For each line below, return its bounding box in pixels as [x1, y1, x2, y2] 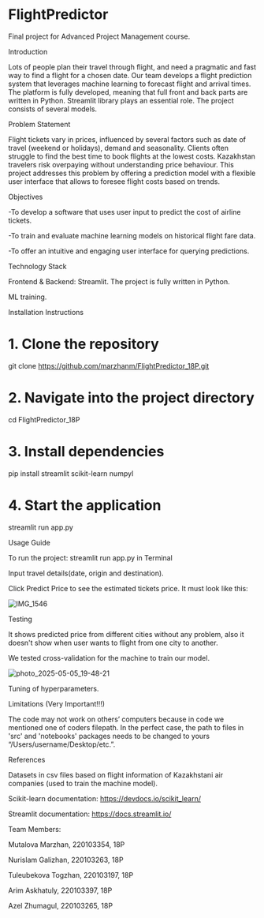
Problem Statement [8, 119, 71, 129]
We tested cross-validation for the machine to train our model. [8, 653, 210, 662]
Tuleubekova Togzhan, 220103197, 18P [8, 870, 134, 879]
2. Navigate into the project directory [8, 389, 255, 407]
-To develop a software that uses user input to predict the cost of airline [8, 207, 241, 216]
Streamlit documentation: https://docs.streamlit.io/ [8, 809, 172, 819]
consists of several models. [8, 104, 97, 114]
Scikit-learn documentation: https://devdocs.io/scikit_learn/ [8, 793, 201, 803]
